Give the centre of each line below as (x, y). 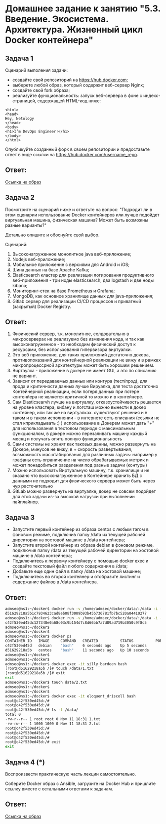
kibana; (20, 285)
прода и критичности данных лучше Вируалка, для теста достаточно (85, 387)
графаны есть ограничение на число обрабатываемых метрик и (81, 460)
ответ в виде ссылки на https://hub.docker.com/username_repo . (72, 154)
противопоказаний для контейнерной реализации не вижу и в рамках (86, 360)
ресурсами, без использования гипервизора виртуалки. (72, 349)
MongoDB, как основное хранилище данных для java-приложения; (83, 296)
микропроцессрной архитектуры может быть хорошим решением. (83, 365)
